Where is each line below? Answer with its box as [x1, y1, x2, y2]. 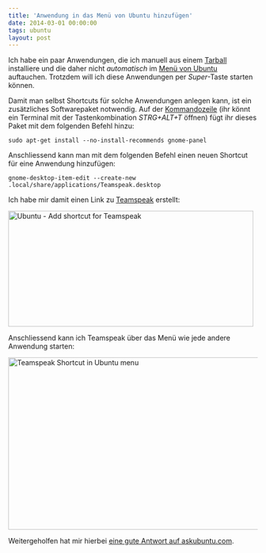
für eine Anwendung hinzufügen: [8, 159, 116, 169]
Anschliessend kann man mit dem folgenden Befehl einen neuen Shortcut [8, 151, 248, 160]
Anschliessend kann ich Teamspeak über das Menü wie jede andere [8, 334, 231, 343]
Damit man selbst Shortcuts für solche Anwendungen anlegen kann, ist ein [8, 96, 252, 105]
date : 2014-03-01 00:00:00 [8, 19, 97, 27]
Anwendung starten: [8, 341, 75, 351]
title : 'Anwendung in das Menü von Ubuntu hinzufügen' [8, 11, 193, 20]
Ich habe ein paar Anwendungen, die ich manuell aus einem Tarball [8, 55, 227, 65]
